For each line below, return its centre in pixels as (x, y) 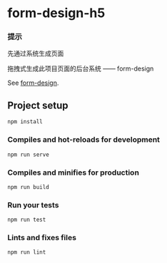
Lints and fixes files (42, 238)
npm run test (27, 220)
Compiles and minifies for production (73, 172)
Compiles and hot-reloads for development (84, 140)
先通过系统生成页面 (36, 53)
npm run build (29, 187)
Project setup (38, 105)
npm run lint (27, 252)
